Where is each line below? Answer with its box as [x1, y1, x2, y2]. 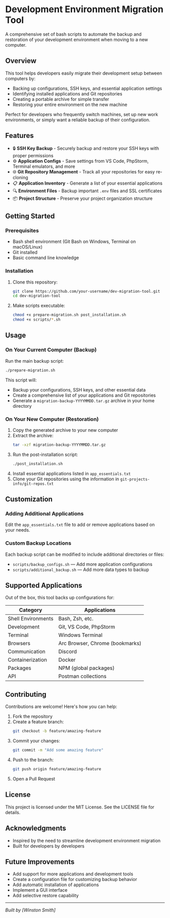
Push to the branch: [12, 757, 54, 763]
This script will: [5, 377, 37, 383]
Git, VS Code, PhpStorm [58, 623, 115, 630]
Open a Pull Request [12, 775, 56, 782]
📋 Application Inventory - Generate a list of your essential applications [12, 180, 163, 186]
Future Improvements [5, 857, 75, 866]
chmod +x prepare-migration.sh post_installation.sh [12, 312, 126, 317]
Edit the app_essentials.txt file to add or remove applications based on [5, 521, 155, 528]
